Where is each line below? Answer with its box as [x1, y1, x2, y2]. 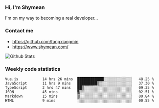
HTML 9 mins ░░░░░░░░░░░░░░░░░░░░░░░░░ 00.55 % [5, 98, 154, 103]
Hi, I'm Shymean [5, 4, 45, 11]
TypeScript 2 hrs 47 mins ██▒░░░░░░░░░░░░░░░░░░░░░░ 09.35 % [5, 85, 154, 90]
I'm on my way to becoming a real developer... [5, 15, 98, 21]
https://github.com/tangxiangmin [12, 38, 79, 44]
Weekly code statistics [5, 65, 61, 72]
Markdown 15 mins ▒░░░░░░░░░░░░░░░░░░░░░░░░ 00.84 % [5, 94, 154, 99]
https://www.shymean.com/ [12, 44, 68, 50]
